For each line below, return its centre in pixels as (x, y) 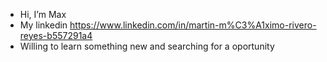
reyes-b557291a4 (56, 35)
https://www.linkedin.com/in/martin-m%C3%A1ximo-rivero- (193, 25)
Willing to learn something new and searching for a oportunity (147, 46)
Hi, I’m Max (43, 14)
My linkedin (43, 25)
